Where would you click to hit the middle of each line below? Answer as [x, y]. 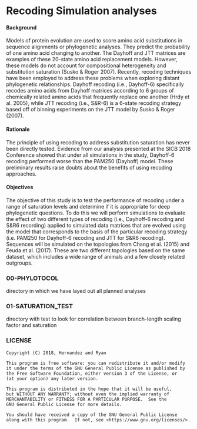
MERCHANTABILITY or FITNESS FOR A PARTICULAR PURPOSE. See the [86, 399]
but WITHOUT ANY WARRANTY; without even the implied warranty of [88, 394]
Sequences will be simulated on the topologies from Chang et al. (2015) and [98, 244]
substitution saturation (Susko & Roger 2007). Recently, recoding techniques [99, 72]
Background [21, 27]
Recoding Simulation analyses [81, 11]
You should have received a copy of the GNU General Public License [92, 415]
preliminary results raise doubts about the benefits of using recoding [89, 167]
